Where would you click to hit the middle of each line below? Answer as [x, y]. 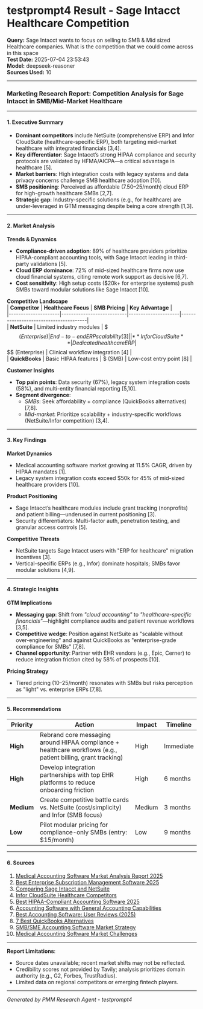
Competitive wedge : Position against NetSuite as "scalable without [99, 634]
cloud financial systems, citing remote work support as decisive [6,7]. [102, 276]
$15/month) [57, 840]
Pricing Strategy [28, 671]
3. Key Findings [27, 440]
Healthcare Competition [68, 23]
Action [85, 725]
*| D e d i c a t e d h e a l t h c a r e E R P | [102, 343]
